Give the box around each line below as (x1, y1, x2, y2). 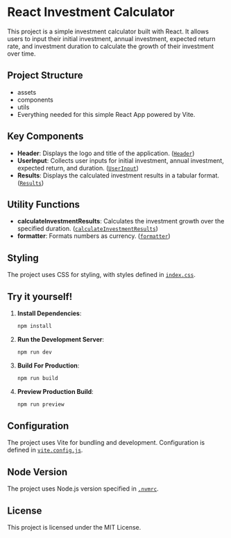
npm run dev (17, 349, 52, 356)
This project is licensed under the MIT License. (7, 523, 142, 531)
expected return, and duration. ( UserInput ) (17, 164, 139, 172)
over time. (7, 49, 36, 58)
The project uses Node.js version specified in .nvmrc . (7, 484, 159, 493)
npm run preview (17, 401, 65, 408)
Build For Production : (17, 361, 80, 370)
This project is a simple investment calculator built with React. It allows (7, 27, 209, 35)
